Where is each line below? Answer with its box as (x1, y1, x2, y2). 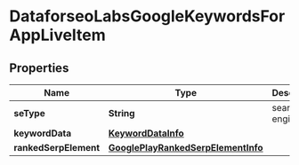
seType (13, 107, 46, 119)
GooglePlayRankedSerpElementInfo (108, 142, 264, 153)
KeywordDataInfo (108, 127, 184, 139)
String (108, 107, 135, 119)
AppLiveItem (9, 25, 107, 45)
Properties (9, 60, 69, 75)
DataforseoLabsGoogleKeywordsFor (9, 6, 286, 27)
